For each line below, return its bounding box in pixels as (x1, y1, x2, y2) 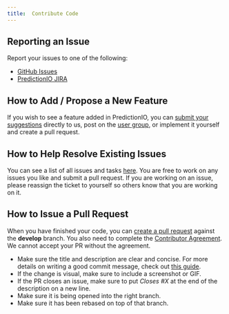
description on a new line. (17, 284, 91, 293)
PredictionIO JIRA (17, 75, 68, 83)
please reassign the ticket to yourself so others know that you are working (7, 181, 218, 190)
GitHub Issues (17, 67, 57, 76)
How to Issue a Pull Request (7, 208, 129, 220)
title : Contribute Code (7, 10, 79, 17)
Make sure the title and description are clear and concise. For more (17, 255, 208, 263)
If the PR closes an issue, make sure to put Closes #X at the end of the (17, 277, 218, 285)
